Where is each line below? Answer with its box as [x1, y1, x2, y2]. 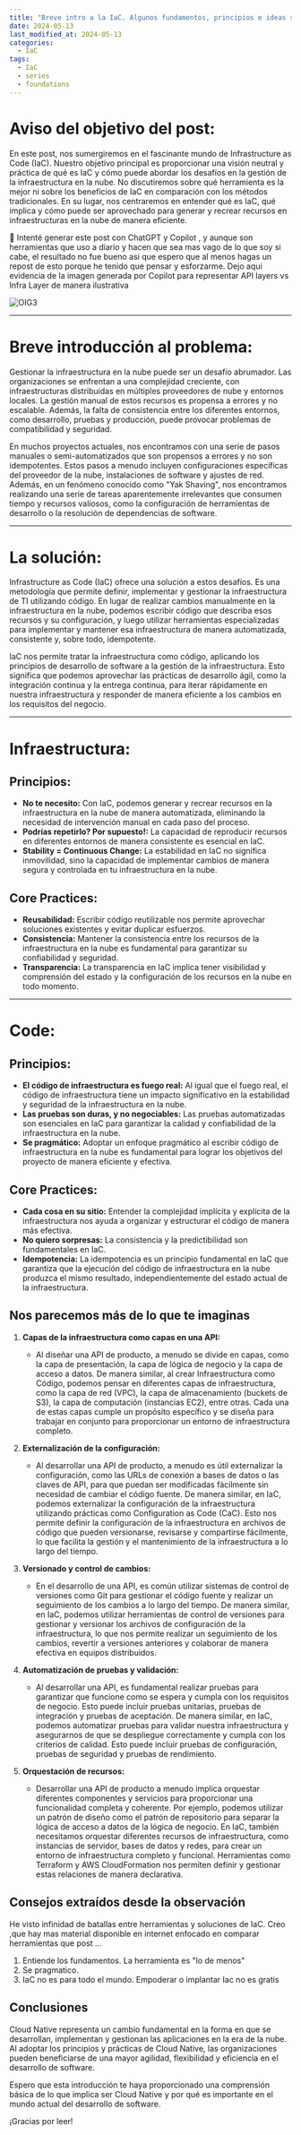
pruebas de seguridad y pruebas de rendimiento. [35, 1748, 217, 1759]
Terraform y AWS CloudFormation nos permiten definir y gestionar [35, 1859, 281, 1870]
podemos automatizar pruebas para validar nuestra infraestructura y [35, 1719, 289, 1730]
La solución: [9, 547, 102, 567]
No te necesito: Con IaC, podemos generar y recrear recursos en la [21, 798, 273, 809]
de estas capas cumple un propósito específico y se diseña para [35, 1406, 275, 1416]
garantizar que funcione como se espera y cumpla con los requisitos [35, 1691, 289, 1702]
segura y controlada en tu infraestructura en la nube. [21, 865, 218, 875]
